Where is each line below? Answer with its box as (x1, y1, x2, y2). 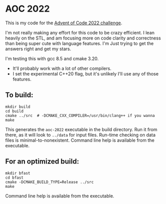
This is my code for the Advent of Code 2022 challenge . (5, 20, 122, 26)
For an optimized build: (5, 157, 79, 166)
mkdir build (5, 104, 30, 109)
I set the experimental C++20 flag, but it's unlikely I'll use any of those (12, 70, 159, 76)
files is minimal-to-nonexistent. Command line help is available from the (5, 137, 155, 143)
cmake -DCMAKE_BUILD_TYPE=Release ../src (5, 179, 94, 185)
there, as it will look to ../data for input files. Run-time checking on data (5, 132, 156, 138)
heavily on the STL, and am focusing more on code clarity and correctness (5, 35, 161, 41)
